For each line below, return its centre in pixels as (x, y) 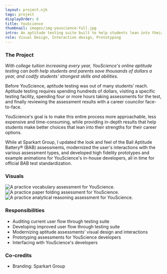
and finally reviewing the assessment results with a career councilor (75, 102)
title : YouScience (24, 24)
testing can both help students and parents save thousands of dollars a (79, 71)
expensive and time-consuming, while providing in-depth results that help (81, 122)
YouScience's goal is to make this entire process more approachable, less (81, 117)
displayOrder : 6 (22, 19)
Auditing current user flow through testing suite (61, 221)
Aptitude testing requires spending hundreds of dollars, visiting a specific (80, 91)
